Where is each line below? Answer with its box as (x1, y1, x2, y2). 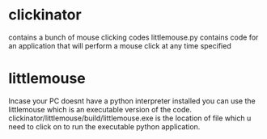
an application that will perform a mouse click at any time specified (8, 40, 232, 50)
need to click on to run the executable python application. (8, 121, 201, 131)
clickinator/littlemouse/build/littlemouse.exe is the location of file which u (8, 113, 252, 123)
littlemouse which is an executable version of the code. (8, 104, 193, 114)
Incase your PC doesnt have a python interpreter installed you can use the (8, 95, 256, 106)
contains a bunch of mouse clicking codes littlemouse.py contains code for (8, 32, 259, 42)
